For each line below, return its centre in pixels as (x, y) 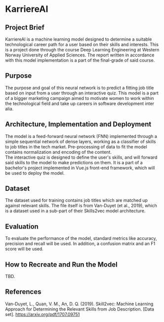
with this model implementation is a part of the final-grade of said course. (80, 60)
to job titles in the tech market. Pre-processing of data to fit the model (76, 146)
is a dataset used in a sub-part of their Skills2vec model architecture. (75, 211)
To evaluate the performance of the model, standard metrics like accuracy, (81, 238)
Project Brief (25, 27)
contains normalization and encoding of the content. (59, 152)
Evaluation (22, 226)
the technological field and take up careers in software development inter (80, 103)
